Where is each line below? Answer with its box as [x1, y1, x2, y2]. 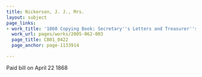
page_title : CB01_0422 [11, 37, 69, 43]
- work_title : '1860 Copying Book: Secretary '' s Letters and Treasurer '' [6, 25, 195, 32]
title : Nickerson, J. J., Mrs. [6, 8, 85, 15]
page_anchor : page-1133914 [11, 43, 79, 49]
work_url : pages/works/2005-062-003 [11, 31, 103, 37]
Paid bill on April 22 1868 [6, 64, 68, 71]
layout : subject [6, 14, 47, 20]
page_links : [6, 20, 36, 26]
